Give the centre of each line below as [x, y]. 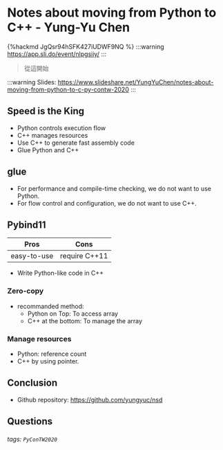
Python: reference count [52, 354]
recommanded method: [50, 306]
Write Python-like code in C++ [60, 273]
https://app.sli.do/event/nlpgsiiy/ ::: [57, 54]
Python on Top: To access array [73, 314]
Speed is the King [46, 111]
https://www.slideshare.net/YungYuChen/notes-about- [136, 82]
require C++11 [84, 256]
